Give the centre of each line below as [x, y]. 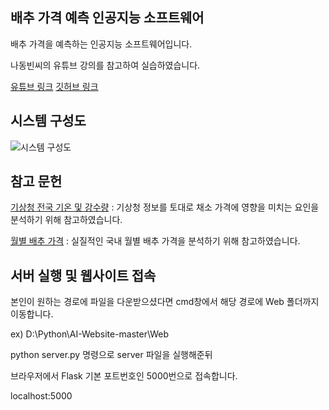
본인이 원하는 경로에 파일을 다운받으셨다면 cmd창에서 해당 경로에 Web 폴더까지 [165, 302]
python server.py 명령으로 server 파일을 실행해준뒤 [111, 355]
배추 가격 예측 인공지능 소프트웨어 [107, 18]
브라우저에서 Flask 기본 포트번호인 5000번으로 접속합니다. [124, 376]
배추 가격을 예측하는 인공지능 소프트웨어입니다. [101, 44]
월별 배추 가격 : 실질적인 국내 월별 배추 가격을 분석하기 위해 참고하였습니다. [155, 241]
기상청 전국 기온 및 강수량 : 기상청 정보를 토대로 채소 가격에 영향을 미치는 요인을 [165, 207]
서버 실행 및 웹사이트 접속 [83, 275]
